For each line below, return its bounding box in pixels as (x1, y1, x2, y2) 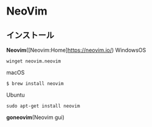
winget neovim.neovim (6, 58, 61, 64)
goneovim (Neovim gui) (6, 114, 65, 121)
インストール (6, 30, 55, 40)
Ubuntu (6, 91, 26, 98)
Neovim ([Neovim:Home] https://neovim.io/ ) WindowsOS (6, 47, 147, 53)
